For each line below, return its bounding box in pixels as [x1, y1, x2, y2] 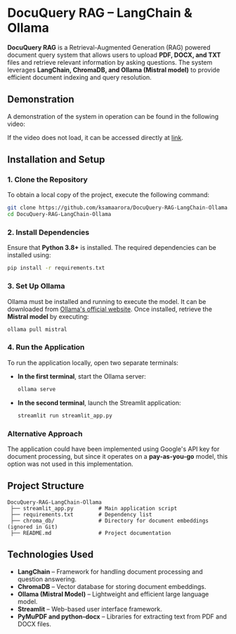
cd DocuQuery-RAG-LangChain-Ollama [7, 211, 112, 218]
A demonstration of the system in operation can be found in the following [7, 112, 219, 120]
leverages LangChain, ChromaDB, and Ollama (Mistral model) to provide [7, 65, 220, 74]
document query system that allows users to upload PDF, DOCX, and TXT [7, 51, 221, 59]
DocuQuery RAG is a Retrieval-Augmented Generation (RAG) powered [7, 43, 211, 51]
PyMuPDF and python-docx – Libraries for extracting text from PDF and [17, 612, 227, 621]
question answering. [17, 575, 77, 583]
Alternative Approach [7, 429, 83, 438]
